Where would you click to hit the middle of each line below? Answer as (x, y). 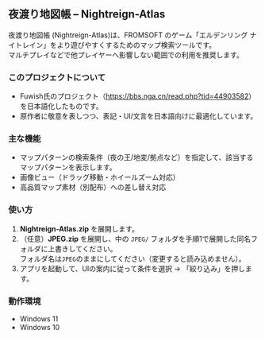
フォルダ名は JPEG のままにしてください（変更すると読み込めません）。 (132, 258)
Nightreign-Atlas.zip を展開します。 (79, 228)
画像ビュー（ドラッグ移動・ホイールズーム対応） (100, 177)
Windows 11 (39, 319)
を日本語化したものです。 (61, 107)
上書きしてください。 (82, 248)
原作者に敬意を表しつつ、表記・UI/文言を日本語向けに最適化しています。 (138, 116)
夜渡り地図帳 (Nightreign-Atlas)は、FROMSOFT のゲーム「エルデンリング (128, 35)
